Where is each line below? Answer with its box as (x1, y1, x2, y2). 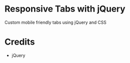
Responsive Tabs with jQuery (4, 3, 126, 15)
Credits (4, 36, 35, 47)
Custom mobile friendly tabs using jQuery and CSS (4, 19, 107, 25)
